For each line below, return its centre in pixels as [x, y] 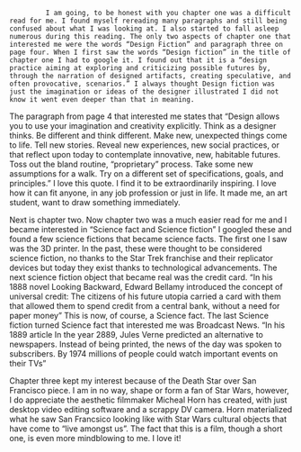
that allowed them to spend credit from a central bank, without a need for [145, 306]
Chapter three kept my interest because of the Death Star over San [133, 381]
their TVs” [28, 363]
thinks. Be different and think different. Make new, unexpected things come [148, 136]
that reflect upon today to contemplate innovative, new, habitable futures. [145, 154]
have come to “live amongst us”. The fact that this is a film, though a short [146, 429]
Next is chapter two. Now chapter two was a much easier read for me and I [148, 220]
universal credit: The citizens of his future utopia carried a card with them [145, 296]
